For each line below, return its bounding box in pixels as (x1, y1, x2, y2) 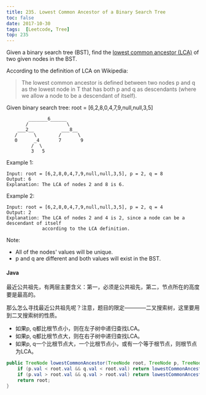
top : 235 (6, 32, 29, 38)
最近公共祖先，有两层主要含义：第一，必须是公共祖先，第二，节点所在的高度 (6, 283, 200, 291)
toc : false (6, 15, 34, 21)
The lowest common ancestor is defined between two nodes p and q (21, 79, 196, 87)
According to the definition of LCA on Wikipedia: (6, 67, 129, 74)
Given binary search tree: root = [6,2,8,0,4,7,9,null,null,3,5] (6, 104, 153, 111)
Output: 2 (6, 209, 32, 216)
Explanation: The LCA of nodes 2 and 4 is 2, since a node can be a (6, 215, 185, 221)
